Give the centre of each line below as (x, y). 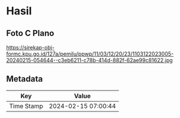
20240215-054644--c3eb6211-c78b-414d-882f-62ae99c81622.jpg (90, 60)
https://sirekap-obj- (30, 47)
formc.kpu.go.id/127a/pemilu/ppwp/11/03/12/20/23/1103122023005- (90, 54)
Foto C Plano (30, 33)
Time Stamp (26, 106)
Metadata (25, 79)
